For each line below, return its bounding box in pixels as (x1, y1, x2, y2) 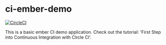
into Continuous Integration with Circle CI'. (5, 34, 92, 40)
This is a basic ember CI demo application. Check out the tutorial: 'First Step (5, 29, 162, 35)
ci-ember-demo (5, 3, 72, 15)
